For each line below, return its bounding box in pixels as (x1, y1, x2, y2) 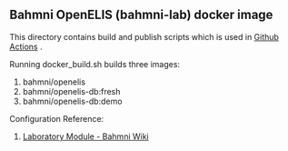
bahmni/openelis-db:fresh (22, 86, 121, 96)
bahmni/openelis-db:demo (22, 96, 123, 106)
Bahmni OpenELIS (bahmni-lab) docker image (9, 7, 273, 23)
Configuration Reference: (9, 113, 104, 124)
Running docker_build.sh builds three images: (9, 58, 180, 69)
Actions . (9, 41, 43, 52)
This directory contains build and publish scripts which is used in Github (9, 31, 280, 42)
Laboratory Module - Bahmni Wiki (22, 131, 149, 142)
